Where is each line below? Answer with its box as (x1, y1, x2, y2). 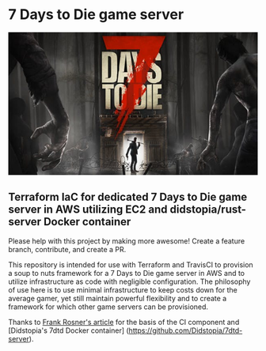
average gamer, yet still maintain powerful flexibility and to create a (8, 293, 227, 303)
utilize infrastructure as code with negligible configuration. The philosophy (8, 277, 251, 286)
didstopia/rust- (169, 203, 247, 217)
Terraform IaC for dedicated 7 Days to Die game (8, 191, 248, 204)
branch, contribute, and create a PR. (8, 244, 127, 254)
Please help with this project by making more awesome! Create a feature (8, 236, 245, 246)
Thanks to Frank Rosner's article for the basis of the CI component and (8, 317, 240, 326)
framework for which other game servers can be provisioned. (8, 302, 208, 311)
